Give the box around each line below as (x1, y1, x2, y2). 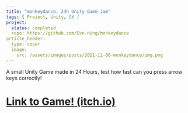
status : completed (11, 25, 57, 31)
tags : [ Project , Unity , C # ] (6, 14, 80, 20)
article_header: (6, 36, 46, 42)
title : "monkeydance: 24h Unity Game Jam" (6, 8, 111, 15)
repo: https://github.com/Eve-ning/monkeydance (11, 30, 130, 36)
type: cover (11, 42, 41, 47)
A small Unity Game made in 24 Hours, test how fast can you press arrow (6, 68, 183, 75)
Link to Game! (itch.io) (6, 95, 116, 108)
